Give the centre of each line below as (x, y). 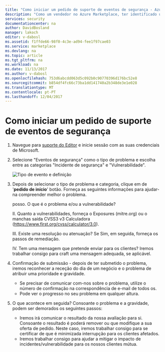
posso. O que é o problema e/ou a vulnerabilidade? (64, 204)
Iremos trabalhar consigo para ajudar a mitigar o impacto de (80, 339)
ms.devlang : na (21, 51)
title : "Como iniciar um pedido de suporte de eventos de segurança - (79, 10)
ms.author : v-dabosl (26, 74)
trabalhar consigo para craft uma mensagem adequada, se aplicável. (82, 254)
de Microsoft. (26, 150)
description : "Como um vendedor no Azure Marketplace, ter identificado (81, 14)
